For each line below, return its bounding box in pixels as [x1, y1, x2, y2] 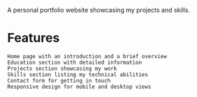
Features [7, 30, 60, 46]
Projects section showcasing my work [7, 65, 117, 72]
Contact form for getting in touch [7, 77, 111, 84]
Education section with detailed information [7, 59, 142, 66]
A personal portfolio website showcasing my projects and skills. [7, 6, 191, 14]
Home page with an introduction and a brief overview [7, 53, 168, 60]
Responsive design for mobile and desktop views [7, 83, 152, 90]
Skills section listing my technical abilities [7, 71, 149, 78]
